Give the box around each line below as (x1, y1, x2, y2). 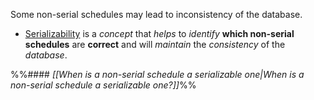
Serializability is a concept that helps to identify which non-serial (24, 28, 295, 39)
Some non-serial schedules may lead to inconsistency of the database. (10, 9, 303, 20)
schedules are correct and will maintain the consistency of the (24, 39, 286, 50)
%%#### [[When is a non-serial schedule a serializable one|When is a (10, 69, 305, 80)
